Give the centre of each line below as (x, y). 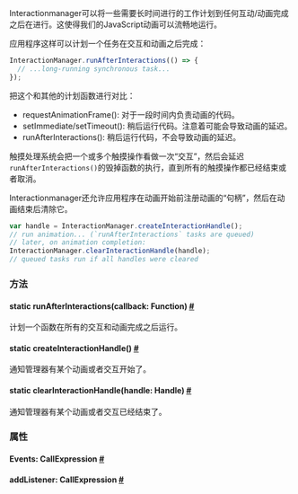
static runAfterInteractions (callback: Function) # (102, 306)
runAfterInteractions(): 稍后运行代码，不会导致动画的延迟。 (131, 137)
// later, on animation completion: (78, 243)
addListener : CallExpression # (66, 480)
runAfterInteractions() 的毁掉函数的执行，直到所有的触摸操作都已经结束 (144, 167)
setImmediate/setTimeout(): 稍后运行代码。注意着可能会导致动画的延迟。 (157, 126)
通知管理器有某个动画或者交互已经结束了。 (88, 411)
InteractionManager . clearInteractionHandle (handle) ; (110, 251)
